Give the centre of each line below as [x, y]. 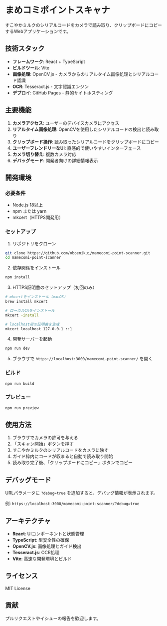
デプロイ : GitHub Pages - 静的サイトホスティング [63, 92]
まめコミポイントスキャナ [58, 10]
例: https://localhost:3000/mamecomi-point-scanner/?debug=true [72, 504]
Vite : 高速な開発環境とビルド [42, 559]
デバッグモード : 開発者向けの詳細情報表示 [55, 160]
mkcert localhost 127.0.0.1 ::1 [39, 329]
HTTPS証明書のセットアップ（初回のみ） [55, 287]
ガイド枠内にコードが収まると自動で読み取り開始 [63, 456]
